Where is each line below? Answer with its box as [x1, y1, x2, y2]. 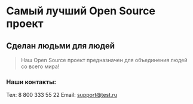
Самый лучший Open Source [6, 4, 155, 18]
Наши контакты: [6, 78, 57, 86]
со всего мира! [20, 63, 60, 70]
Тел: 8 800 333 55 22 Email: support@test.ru [6, 91, 118, 99]
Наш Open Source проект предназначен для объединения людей [20, 57, 188, 63]
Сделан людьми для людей [6, 41, 115, 51]
